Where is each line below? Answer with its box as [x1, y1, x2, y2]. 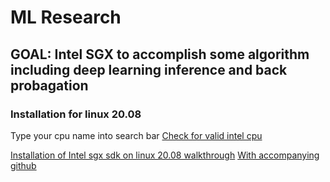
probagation [10, 77, 89, 94]
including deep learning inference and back [10, 61, 288, 78]
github [10, 159, 37, 171]
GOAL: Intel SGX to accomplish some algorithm [10, 46, 310, 63]
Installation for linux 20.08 [10, 107, 142, 121]
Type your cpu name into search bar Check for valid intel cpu [10, 129, 263, 141]
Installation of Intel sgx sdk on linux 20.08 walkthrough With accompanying [10, 149, 320, 161]
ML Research [10, 6, 122, 29]
